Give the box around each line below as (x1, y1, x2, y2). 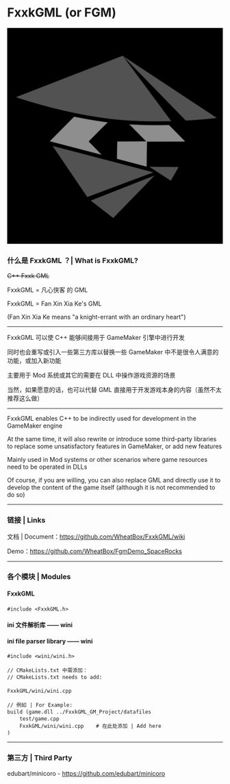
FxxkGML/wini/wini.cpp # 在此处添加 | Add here (19, 723, 162, 730)
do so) (7, 491, 25, 499)
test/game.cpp (19, 715, 60, 722)
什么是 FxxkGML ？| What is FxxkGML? (7, 256, 138, 265)
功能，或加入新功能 (7, 356, 62, 365)
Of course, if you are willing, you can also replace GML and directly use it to (7, 476, 221, 485)
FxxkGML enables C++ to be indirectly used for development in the (7, 415, 196, 423)
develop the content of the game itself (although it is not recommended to (7, 483, 216, 491)
